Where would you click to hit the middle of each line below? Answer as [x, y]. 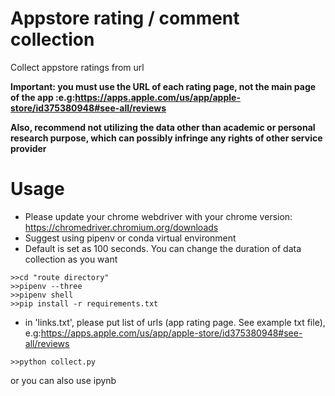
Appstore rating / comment [125, 18]
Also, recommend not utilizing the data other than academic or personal [163, 127]
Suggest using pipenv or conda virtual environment [130, 238]
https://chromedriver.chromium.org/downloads [121, 227]
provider [28, 148]
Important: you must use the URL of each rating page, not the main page [163, 86]
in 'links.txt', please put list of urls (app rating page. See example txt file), [175, 322]
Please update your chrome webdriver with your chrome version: [158, 216]
